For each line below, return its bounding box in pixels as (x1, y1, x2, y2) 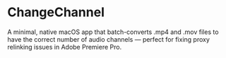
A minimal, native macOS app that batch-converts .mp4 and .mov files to (7, 28, 219, 36)
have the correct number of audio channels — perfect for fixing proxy (7, 35, 210, 43)
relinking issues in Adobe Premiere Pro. (7, 42, 122, 51)
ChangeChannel (7, 4, 105, 21)
